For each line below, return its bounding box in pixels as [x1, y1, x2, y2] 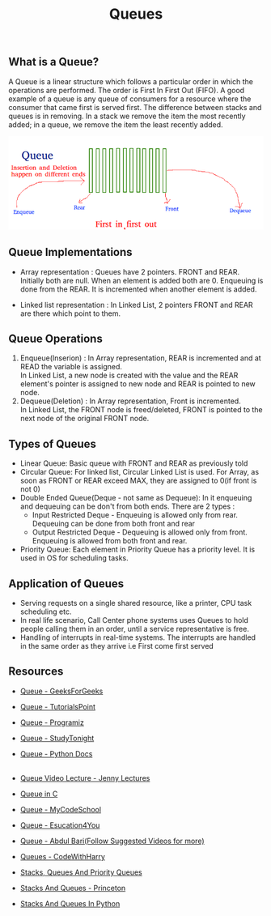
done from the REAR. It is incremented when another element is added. [19, 284, 257, 294]
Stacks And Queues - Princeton [19, 883, 126, 893]
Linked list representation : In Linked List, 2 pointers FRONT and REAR [19, 300, 253, 309]
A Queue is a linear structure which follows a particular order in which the [8, 76, 253, 86]
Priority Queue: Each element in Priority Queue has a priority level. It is [19, 544, 256, 555]
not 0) [19, 484, 40, 494]
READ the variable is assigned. [19, 362, 123, 372]
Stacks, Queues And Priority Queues [19, 867, 143, 877]
